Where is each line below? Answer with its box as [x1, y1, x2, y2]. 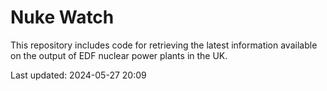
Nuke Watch [10, 6, 115, 29]
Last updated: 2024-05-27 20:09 [10, 69, 147, 81]
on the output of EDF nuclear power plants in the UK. [10, 49, 228, 61]
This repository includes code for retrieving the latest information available [10, 39, 318, 51]
